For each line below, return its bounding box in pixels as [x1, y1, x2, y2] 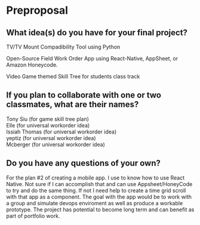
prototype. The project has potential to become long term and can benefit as [6, 206, 195, 213]
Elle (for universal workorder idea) [6, 121, 90, 129]
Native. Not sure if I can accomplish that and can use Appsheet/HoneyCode [6, 180, 193, 187]
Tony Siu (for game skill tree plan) [6, 115, 90, 123]
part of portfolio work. [6, 212, 60, 219]
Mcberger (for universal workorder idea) [6, 141, 106, 148]
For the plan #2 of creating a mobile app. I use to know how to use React [6, 174, 185, 181]
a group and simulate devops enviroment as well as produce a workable [6, 199, 183, 206]
